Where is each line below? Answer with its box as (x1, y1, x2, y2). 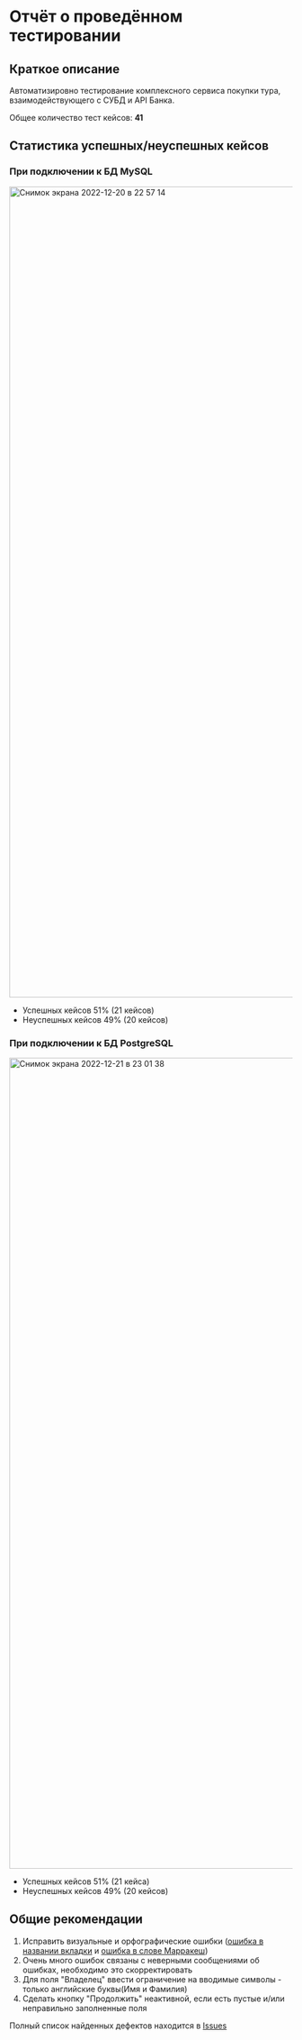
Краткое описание (9, 61, 120, 77)
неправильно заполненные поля (22, 2002, 147, 2013)
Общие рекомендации (9, 1912, 144, 1927)
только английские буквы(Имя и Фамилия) (22, 1983, 188, 1994)
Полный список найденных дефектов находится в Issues (9, 2020, 227, 2031)
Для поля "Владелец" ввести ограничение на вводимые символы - (22, 1973, 282, 1984)
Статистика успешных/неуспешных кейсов (9, 138, 270, 154)
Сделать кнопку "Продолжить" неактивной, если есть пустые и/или (22, 1993, 285, 2004)
